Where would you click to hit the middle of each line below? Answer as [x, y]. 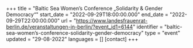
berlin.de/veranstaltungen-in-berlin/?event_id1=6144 [70, 27]
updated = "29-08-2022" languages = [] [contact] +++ [72, 39]
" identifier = [148, 27]
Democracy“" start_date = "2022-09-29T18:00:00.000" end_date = [87, 14]
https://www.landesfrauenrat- [112, 21]
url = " [69, 21]
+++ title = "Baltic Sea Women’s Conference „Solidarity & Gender [85, 8]
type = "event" [162, 33]
